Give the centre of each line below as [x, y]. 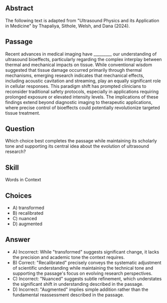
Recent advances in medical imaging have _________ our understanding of [81, 54]
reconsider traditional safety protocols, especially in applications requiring [82, 91]
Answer [18, 240]
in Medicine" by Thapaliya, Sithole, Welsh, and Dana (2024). [67, 26]
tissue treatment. [23, 113]
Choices [18, 196]
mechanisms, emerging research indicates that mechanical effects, [75, 75]
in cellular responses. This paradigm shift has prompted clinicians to [76, 86]
